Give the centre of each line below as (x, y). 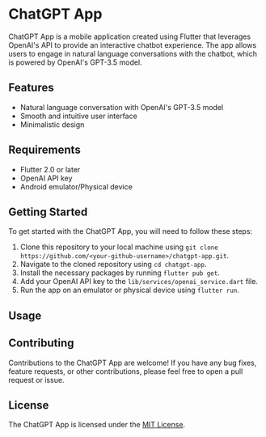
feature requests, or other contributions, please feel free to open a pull (126, 371)
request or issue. (36, 380)
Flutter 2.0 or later (50, 169)
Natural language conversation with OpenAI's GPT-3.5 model (122, 107)
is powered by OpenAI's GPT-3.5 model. (76, 62)
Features (31, 88)
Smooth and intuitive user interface (78, 116)
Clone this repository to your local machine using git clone (119, 247)
